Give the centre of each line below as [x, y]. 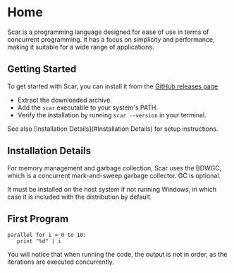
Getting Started [42, 69]
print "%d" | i [39, 241]
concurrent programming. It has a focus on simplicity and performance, [111, 39]
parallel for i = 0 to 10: [47, 235]
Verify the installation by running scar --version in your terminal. [112, 115]
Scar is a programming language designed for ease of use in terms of [108, 32]
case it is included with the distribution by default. [80, 197]
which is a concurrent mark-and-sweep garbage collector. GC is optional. [114, 175]
